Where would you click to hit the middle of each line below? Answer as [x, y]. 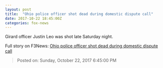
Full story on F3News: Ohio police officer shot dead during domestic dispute [81, 46]
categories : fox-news [27, 23]
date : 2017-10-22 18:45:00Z [34, 18]
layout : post [18, 9]
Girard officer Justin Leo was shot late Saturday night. [59, 37]
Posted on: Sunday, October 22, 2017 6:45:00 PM [67, 60]
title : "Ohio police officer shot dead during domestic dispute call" [79, 14]
